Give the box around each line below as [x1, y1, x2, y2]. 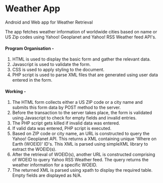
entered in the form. [12, 77, 53, 83]
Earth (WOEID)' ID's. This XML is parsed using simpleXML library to [12, 141, 148, 147]
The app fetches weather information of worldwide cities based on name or [5, 29, 158, 34]
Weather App [5, 3, 60, 14]
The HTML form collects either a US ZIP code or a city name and [12, 99, 143, 105]
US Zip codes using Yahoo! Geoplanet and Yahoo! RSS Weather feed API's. [5, 34, 157, 40]
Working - [5, 88, 26, 94]
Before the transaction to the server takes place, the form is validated [12, 110, 152, 116]
